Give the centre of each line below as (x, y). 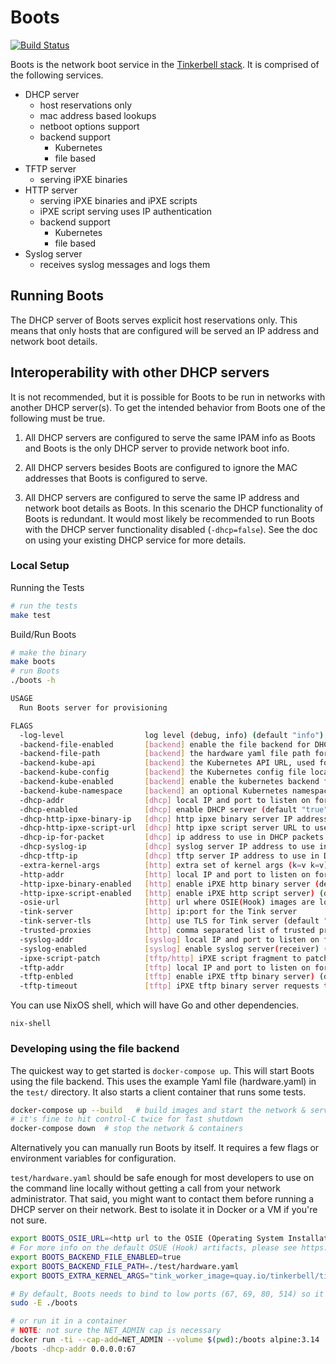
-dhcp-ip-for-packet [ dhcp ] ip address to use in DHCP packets (172, 837)
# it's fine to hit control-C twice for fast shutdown (127, 1119)
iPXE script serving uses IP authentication (126, 211)
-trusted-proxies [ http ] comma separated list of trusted (167, 931)
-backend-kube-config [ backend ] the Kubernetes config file (163, 772)
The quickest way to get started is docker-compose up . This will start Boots (162, 1070)
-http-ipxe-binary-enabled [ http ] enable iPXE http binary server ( (169, 884)
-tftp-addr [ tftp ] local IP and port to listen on (165, 967)
